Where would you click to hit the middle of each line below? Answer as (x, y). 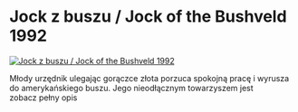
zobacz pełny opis (43, 98)
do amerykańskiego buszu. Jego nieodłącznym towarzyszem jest (131, 88)
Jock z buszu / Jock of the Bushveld (148, 17)
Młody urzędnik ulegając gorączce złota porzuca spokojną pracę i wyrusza (149, 78)
